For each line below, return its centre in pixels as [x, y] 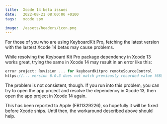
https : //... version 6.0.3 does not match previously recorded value [79, 76]
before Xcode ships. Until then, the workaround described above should [79, 111]
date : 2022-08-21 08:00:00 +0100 [42, 14]
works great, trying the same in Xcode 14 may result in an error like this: [79, 62]
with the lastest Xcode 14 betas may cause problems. [60, 47]
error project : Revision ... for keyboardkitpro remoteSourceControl [79, 71]
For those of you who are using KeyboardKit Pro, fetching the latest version [82, 42]
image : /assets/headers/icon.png [41, 28]
